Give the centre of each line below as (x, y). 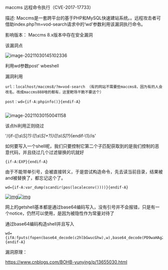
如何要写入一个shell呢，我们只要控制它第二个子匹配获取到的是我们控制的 (80, 146)
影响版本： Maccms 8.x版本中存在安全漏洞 (49, 35)
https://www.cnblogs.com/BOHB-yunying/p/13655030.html (66, 262)
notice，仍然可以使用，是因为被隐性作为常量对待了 (62, 213)
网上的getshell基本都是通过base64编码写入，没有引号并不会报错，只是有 (80, 207)
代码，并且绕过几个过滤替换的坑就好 (46, 152)
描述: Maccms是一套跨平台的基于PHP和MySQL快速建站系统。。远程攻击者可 (83, 18)
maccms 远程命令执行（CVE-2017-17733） (49, 7)
